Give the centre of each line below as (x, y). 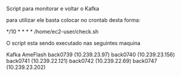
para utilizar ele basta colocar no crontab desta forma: (73, 20)
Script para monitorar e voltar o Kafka (53, 9)
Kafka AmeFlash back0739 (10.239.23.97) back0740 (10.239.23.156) (91, 55)
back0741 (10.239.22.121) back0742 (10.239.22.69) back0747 (82, 61)
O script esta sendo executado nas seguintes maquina (73, 43)
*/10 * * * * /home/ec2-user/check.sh (52, 31)
